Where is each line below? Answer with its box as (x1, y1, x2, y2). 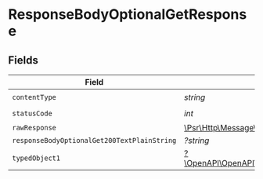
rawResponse (12, 123, 57, 132)
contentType (12, 93, 57, 101)
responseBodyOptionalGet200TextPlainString (12, 136, 177, 144)
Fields (8, 53, 39, 67)
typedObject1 (12, 154, 61, 163)
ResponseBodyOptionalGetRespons (8, 5, 247, 24)
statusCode (12, 108, 52, 118)
